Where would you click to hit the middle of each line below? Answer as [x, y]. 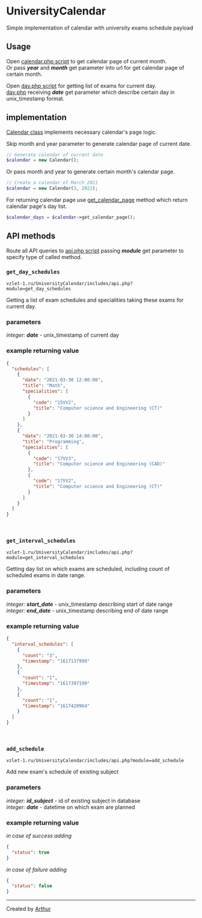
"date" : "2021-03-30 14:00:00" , [63, 436]
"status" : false [32, 886]
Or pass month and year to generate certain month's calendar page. [91, 172]
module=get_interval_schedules [45, 558]
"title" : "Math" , [44, 386]
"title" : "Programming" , [53, 442]
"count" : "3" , [40, 655]
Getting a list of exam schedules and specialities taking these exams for [95, 300]
